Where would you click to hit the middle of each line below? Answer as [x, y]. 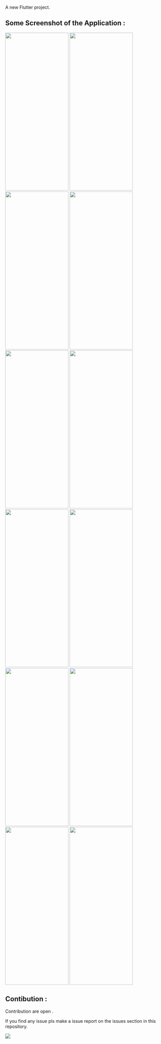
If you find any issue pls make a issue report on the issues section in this [80, 1021]
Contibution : [26, 999]
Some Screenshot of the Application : [65, 23]
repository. [16, 1026]
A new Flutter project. [28, 7]
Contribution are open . [30, 1011]
